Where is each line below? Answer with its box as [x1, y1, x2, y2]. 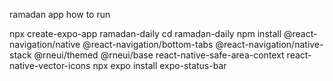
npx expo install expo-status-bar [92, 60, 227, 71]
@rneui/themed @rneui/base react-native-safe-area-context [33, 49, 285, 61]
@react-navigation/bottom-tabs [82, 39, 214, 50]
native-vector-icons [9, 60, 91, 71]
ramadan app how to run [9, 9, 111, 20]
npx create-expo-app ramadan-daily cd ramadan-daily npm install [9, 28, 282, 39]
